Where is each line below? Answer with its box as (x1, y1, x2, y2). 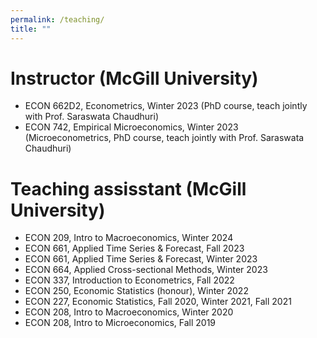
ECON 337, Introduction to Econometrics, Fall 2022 (24, 274, 235, 286)
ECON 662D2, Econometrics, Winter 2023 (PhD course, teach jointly (24, 100, 308, 112)
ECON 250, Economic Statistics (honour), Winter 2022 (24, 285, 249, 297)
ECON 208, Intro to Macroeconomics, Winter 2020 (24, 306, 234, 318)
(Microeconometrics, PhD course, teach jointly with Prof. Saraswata (24, 132, 305, 144)
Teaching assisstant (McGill (10, 177, 247, 200)
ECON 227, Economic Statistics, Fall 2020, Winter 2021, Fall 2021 (24, 296, 292, 308)
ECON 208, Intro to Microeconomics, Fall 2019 (24, 317, 217, 329)
